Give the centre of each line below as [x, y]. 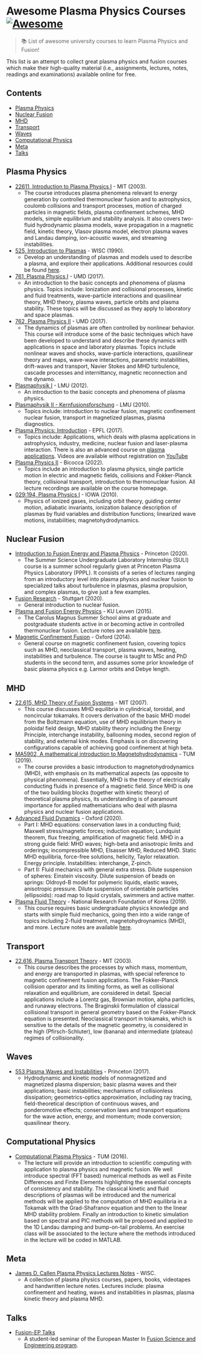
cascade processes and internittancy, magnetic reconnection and [106, 372]
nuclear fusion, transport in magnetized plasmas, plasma [95, 417]
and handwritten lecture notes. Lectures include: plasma [94, 1286]
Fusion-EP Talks [35, 1333]
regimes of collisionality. [54, 1038]
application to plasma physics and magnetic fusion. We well [98, 1169]
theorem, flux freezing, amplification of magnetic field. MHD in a [104, 837]
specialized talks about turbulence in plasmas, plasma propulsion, [106, 586]
